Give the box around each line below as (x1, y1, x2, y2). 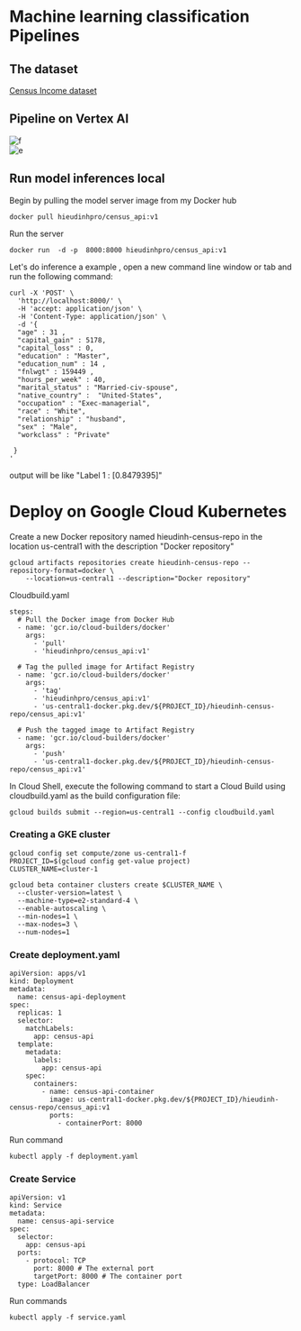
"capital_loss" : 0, (17, 343, 94, 352)
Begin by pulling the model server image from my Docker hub (9, 195, 237, 205)
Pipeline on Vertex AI (9, 111, 129, 127)
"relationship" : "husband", (17, 415, 127, 424)
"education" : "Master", (17, 351, 111, 360)
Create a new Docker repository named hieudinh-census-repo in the (9, 531, 263, 542)
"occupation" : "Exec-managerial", (17, 398, 151, 407)
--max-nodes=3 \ (17, 919, 78, 929)
